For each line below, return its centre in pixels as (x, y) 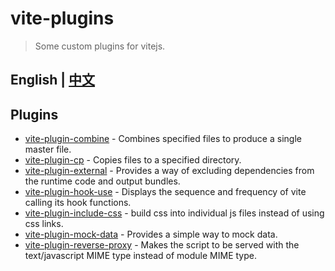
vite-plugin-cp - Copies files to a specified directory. (133, 160)
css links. (44, 224)
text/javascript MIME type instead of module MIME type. (140, 256)
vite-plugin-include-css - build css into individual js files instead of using (174, 213)
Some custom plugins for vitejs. (100, 46)
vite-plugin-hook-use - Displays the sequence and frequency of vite (165, 192)
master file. (48, 149)
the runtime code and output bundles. (102, 181)
